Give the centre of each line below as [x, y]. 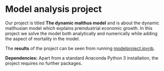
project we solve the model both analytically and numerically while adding [81, 33]
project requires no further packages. [44, 63]
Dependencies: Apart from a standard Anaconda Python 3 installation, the [82, 58]
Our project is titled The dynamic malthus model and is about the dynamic [82, 23]
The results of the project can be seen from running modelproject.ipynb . [80, 48]
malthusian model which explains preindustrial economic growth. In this [79, 28]
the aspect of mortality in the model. [42, 39]
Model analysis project [53, 9]
